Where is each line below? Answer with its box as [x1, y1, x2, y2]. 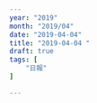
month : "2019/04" [9, 22, 75, 31]
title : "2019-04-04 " [9, 38, 91, 48]
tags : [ [9, 55, 39, 64]
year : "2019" [9, 13, 58, 23]
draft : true [9, 47, 54, 56]
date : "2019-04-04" [9, 30, 83, 39]
